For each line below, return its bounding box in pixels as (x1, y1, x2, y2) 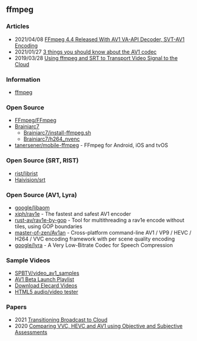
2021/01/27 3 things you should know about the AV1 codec (14, 48, 157, 55)
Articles (6, 22, 29, 31)
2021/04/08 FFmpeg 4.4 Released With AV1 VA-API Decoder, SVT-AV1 (14, 35, 185, 43)
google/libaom (14, 204, 50, 211)
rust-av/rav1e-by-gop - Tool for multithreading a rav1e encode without (14, 216, 185, 223)
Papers (6, 303, 27, 311)
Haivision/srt (14, 176, 46, 183)
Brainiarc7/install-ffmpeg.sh (23, 129, 91, 136)
